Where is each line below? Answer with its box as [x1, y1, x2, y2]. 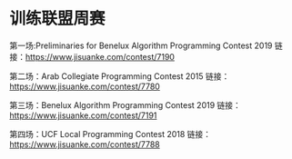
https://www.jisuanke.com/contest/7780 [9, 81, 161, 92]
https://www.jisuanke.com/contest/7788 [9, 138, 161, 150]
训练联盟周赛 [9, 8, 106, 29]
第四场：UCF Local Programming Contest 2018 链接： [9, 128, 212, 139]
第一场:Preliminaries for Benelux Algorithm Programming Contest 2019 [9, 40, 273, 51]
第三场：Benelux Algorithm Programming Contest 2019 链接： [9, 99, 241, 110]
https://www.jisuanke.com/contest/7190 [25, 51, 176, 62]
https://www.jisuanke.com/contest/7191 [9, 110, 157, 121]
